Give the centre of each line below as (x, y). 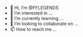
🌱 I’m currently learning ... (37, 18)
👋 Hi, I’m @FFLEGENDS (34, 8)
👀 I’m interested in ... (31, 13)
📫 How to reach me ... (33, 29)
